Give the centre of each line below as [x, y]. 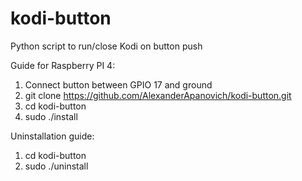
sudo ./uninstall [56, 166]
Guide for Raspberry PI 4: [63, 65]
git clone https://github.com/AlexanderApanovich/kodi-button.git [158, 95]
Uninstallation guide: [52, 136]
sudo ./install [51, 116]
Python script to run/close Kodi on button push [106, 46]
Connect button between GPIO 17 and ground [118, 84]
